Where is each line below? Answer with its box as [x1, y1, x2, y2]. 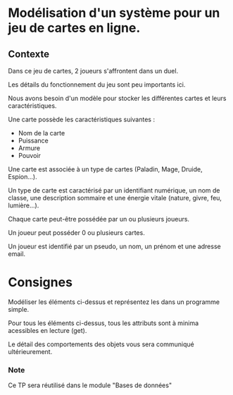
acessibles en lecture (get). [8, 326, 87, 334]
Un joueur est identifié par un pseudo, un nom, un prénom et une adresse [8, 242, 221, 250]
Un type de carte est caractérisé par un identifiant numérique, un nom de [8, 186, 220, 195]
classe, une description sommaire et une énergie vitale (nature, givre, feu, [8, 194, 222, 202]
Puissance [18, 136, 49, 145]
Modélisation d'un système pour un [8, 5, 220, 21]
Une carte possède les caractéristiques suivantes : [8, 115, 156, 123]
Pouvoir [18, 152, 41, 159]
